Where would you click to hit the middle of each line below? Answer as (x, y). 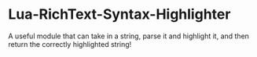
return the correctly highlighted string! (70, 44)
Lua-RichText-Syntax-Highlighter (119, 14)
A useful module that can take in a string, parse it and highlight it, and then (129, 36)
